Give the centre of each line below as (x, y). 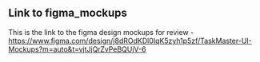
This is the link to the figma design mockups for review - (101, 32)
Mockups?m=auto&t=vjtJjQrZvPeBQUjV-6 (77, 49)
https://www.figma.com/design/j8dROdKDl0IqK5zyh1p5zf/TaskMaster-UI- (130, 41)
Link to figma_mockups (68, 13)
